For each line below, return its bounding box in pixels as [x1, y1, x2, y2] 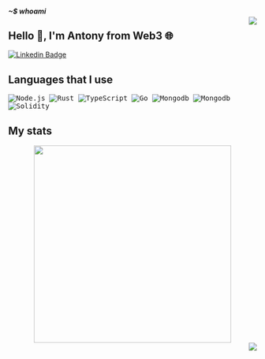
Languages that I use [8, 73, 114, 86]
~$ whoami [8, 6, 47, 16]
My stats [8, 124, 53, 137]
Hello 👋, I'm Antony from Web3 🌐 [8, 28, 174, 43]
